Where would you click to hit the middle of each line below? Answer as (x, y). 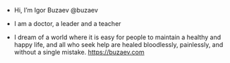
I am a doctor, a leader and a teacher (67, 23)
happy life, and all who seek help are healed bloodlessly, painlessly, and (119, 44)
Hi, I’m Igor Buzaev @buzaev (56, 10)
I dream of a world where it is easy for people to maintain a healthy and (117, 37)
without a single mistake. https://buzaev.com (79, 52)
